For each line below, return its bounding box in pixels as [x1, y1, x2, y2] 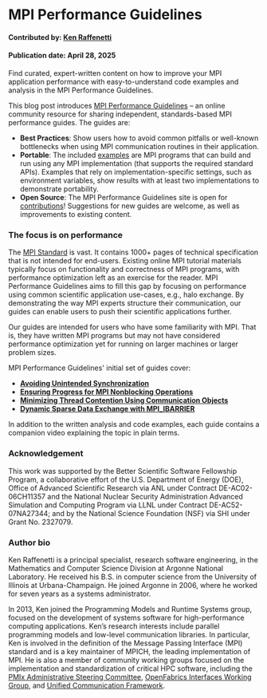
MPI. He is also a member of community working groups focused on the [8, 655, 245, 664]
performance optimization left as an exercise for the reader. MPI [8, 273, 218, 282]
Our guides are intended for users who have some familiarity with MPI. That [8, 322, 257, 332]
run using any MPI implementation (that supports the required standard [19, 158, 253, 168]
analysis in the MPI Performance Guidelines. [8, 85, 154, 95]
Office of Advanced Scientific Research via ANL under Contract [8, 483, 218, 492]
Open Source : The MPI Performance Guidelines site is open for [19, 192, 228, 202]
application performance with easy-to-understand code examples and [8, 77, 239, 86]
